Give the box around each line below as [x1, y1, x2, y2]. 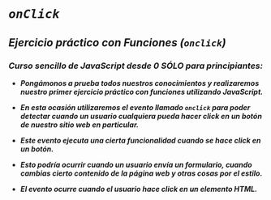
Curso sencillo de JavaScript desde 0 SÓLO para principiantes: [8, 60, 264, 71]
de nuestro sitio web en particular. [19, 120, 140, 130]
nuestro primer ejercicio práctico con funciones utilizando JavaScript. [19, 87, 264, 96]
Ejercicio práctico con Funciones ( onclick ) [8, 36, 226, 49]
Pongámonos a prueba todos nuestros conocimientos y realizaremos [19, 78, 260, 87]
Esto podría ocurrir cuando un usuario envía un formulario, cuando [19, 160, 253, 169]
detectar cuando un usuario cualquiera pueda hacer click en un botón [19, 111, 262, 121]
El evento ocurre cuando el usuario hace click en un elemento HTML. [19, 184, 258, 194]
